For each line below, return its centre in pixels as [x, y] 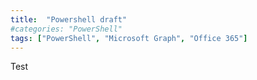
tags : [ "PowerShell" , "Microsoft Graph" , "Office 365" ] [129, 38]
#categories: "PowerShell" [66, 29]
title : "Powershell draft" [69, 19]
